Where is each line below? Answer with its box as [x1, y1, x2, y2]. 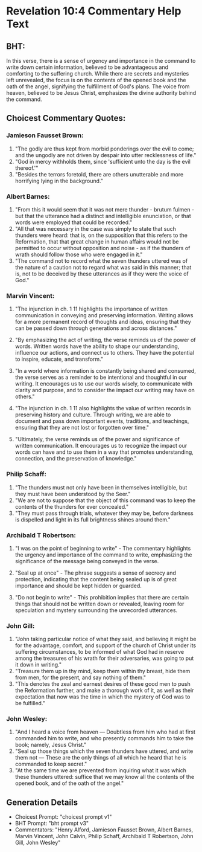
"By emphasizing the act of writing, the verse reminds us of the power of [14, 337, 196, 344]
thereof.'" [14, 164, 39, 172]
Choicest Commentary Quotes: [6, 113, 126, 123]
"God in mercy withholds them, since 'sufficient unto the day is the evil [14, 158, 191, 165]
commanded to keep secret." [14, 760, 87, 768]
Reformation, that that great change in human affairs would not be [14, 237, 179, 245]
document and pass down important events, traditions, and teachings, [14, 418, 189, 425]
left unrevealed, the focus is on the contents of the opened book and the [6, 77, 186, 83]
